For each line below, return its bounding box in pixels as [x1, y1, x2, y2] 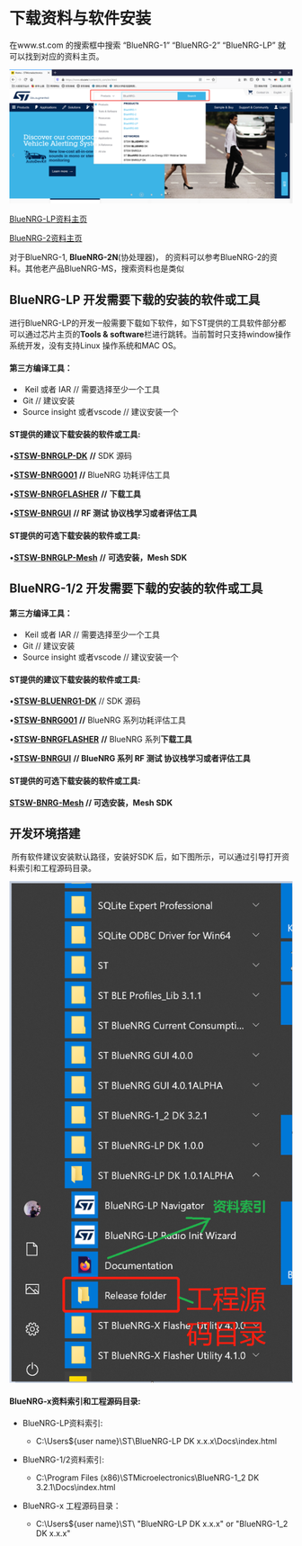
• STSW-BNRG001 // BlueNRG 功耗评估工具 [9, 470, 171, 481]
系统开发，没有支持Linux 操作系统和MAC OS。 [9, 339, 182, 351]
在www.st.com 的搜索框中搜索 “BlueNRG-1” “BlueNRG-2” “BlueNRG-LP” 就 [9, 40, 286, 50]
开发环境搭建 [9, 825, 81, 841]
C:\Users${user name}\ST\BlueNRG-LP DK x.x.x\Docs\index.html [35, 1435, 278, 1446]
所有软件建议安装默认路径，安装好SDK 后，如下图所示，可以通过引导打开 [11, 851, 282, 862]
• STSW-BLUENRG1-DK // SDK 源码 [9, 696, 141, 706]
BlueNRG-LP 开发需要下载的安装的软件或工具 [9, 292, 261, 307]
